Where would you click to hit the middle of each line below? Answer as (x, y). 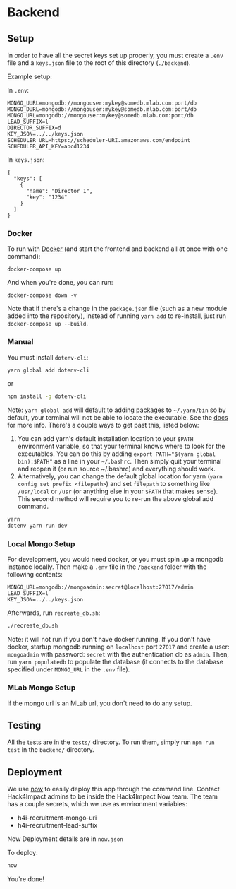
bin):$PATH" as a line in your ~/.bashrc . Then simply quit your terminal (119, 461)
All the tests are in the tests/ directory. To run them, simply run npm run (111, 742)
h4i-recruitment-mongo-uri (57, 818)
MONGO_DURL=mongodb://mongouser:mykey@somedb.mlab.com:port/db (102, 110)
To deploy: (23, 853)
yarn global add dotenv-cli (49, 370)
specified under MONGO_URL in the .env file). (69, 669)
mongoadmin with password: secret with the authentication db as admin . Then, (118, 654)
